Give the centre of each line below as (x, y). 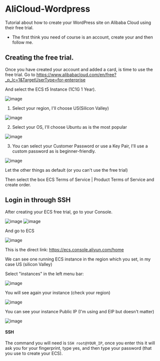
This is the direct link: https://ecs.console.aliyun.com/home (65, 249)
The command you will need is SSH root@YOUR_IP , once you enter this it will (80, 343)
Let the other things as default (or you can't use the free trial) (67, 170)
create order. (18, 184)
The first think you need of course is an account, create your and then (82, 37)
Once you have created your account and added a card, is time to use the (79, 69)
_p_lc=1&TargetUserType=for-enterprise (45, 80)
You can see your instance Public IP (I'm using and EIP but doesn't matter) (80, 311)
